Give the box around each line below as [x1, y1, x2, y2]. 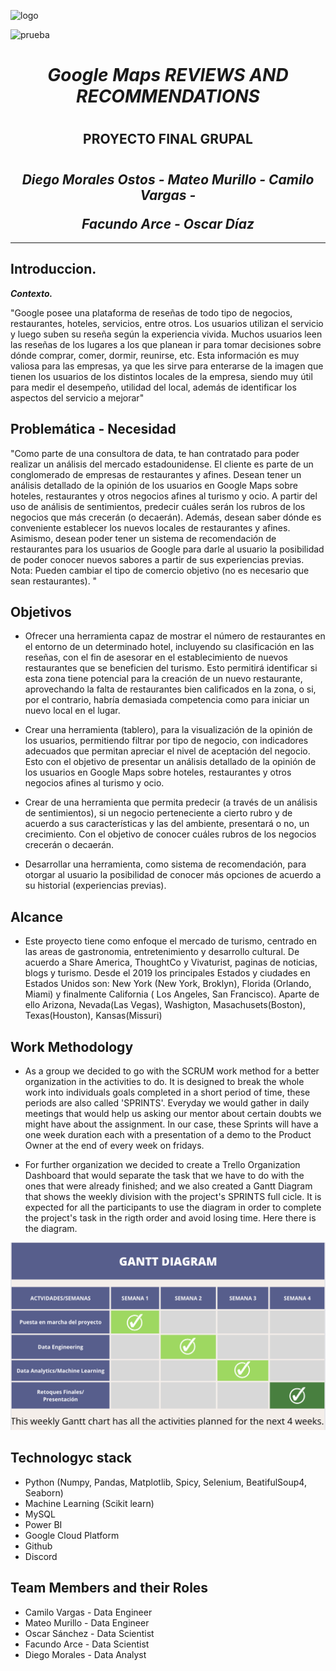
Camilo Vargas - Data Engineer [24, 1606, 153, 1618]
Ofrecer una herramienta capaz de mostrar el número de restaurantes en [24, 630, 326, 642]
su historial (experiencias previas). [24, 880, 167, 892]
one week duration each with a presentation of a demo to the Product [24, 1129, 312, 1141]
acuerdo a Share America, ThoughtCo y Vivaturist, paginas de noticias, [24, 956, 318, 969]
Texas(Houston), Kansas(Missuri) [24, 1010, 163, 1022]
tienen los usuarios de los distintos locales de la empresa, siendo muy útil [10, 370, 313, 382]
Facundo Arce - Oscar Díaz [81, 215, 255, 232]
